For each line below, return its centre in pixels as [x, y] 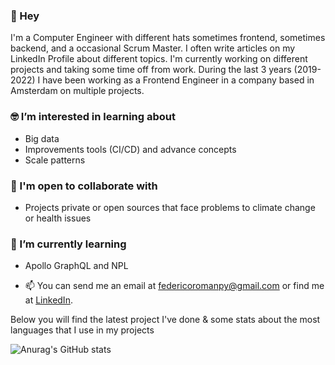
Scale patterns [55, 160]
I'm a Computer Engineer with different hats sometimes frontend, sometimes [168, 38]
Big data [42, 138]
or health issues [58, 218]
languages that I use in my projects [82, 330]
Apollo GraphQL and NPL [76, 266]
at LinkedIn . [48, 300]
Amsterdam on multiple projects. [77, 91]
